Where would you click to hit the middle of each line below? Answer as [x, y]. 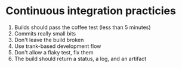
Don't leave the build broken [49, 40]
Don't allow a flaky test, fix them [54, 52]
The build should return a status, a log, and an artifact [80, 59]
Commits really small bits [45, 33]
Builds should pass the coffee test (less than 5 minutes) [82, 27]
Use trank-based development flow [58, 46]
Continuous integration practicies [91, 11]
